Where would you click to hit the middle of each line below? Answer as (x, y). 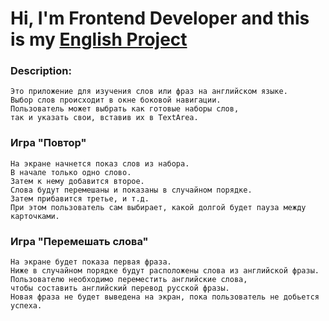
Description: (41, 71)
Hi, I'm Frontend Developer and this (160, 18)
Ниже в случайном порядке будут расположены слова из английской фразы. (165, 271)
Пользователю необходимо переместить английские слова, (129, 280)
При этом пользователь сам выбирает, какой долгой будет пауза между (158, 207)
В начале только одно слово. (71, 172)
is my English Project (99, 39)
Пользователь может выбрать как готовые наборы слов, (125, 109)
